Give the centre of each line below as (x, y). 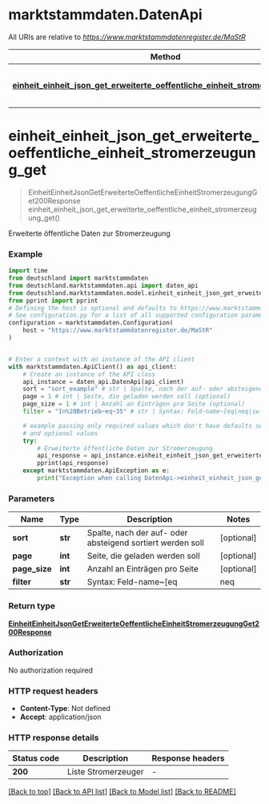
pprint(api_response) (73, 463)
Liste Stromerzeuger (105, 772)
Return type (32, 606)
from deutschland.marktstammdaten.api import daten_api (103, 285)
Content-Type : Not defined (65, 709)
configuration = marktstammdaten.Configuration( (91, 323)
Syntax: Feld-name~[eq (132, 582)
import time (28, 271)
